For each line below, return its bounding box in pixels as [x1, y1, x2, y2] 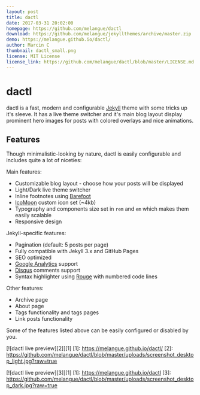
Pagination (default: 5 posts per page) [14, 241, 109, 248]
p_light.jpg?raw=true [6, 357, 57, 365]
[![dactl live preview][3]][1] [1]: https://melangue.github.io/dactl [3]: [6, 369, 172, 376]
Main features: [6, 168, 42, 175]
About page [14, 303, 44, 310]
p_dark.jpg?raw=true [6, 382, 58, 389]
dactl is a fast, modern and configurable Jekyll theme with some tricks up [6, 104, 187, 111]
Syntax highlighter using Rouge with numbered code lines [14, 273, 157, 280]
